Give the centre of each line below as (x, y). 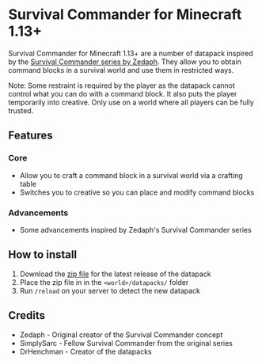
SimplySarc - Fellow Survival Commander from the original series (126, 343)
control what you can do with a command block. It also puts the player (123, 93)
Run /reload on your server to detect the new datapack (110, 290)
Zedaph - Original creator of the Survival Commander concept (121, 335)
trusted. (21, 110)
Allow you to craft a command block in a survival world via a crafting (131, 175)
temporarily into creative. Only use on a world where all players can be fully (131, 102)
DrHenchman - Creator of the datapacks (85, 351)
